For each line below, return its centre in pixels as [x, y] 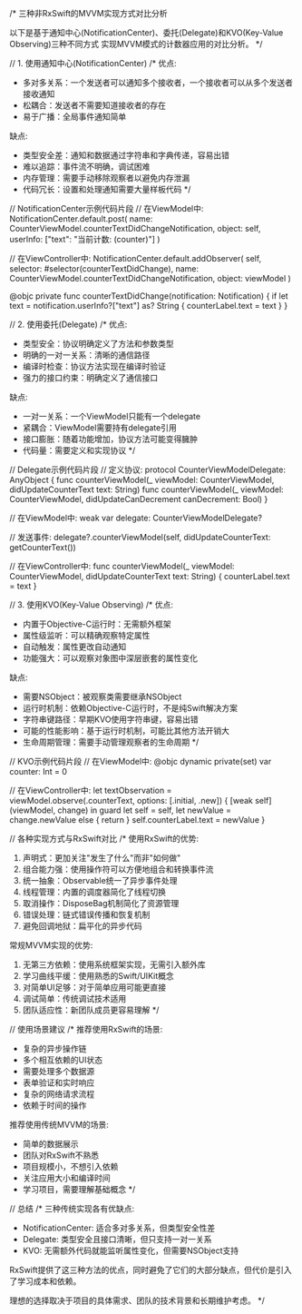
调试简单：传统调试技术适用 [74, 998]
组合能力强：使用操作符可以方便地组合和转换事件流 [118, 869]
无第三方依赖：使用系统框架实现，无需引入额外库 [114, 964]
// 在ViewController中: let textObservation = [91, 790]
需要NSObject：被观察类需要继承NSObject [102, 697]
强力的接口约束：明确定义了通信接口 [90, 378]
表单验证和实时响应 [58, 1082]
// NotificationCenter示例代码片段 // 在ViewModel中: [107, 208]
